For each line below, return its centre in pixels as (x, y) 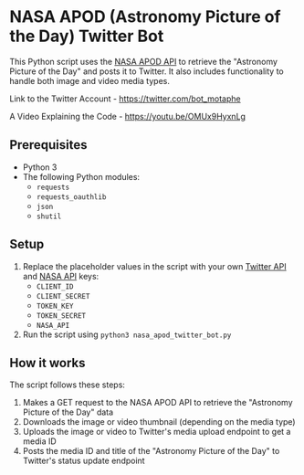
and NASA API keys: (61, 276)
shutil (49, 216)
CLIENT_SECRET (63, 296)
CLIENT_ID (55, 286)
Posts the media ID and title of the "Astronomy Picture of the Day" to (151, 451)
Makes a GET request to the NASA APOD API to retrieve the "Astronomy (158, 403)
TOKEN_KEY (55, 306)
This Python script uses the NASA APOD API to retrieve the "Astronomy (144, 61)
